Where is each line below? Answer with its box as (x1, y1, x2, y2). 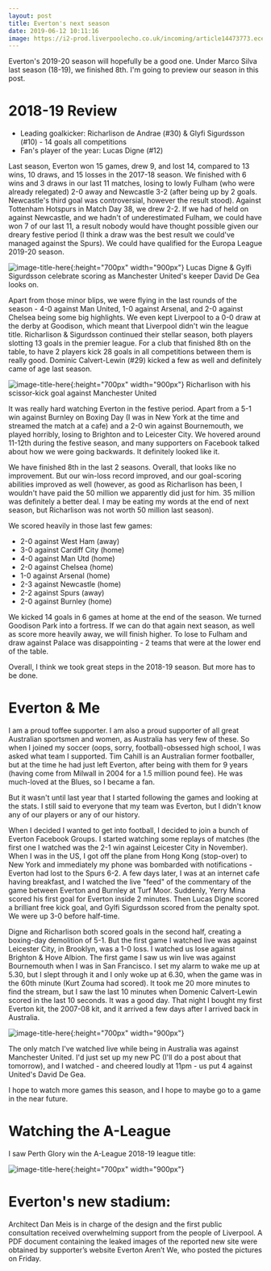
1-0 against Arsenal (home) (19, 571, 110, 581)
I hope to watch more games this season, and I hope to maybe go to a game (8, 1085, 261, 1095)
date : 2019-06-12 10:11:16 (8, 27, 99, 35)
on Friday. (8, 1254, 42, 1263)
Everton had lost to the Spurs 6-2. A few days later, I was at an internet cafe (8, 868, 261, 878)
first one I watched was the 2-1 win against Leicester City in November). (8, 842, 248, 852)
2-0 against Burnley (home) (19, 596, 112, 606)
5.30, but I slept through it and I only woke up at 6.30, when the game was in (8, 970, 262, 980)
